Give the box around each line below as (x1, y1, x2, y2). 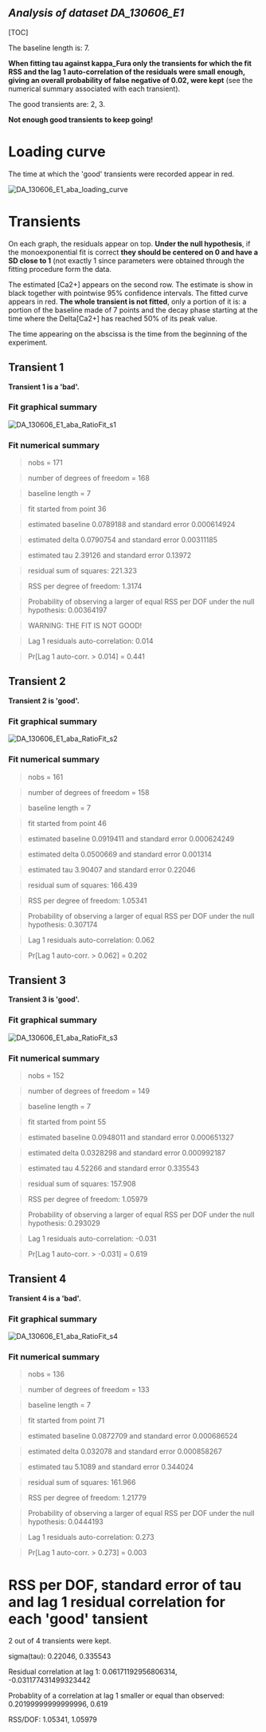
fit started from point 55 (27, 1116, 106, 1127)
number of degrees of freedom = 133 (27, 1385, 150, 1395)
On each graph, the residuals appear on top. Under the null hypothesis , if (8, 238, 251, 248)
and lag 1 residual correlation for (8, 1592, 225, 1611)
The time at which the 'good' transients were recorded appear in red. (8, 169, 235, 179)
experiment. (8, 337, 48, 347)
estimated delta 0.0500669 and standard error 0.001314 (27, 849, 213, 859)
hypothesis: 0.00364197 (27, 605, 108, 615)
